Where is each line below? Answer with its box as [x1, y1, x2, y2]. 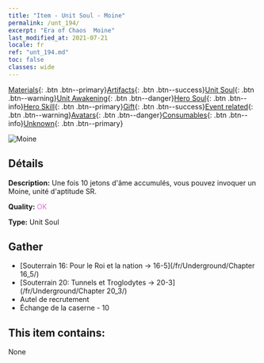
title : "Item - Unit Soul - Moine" [8, 11, 126, 20]
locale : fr [8, 41, 44, 49]
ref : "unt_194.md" [8, 48, 69, 56]
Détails [8, 157, 44, 170]
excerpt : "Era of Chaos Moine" [8, 26, 115, 34]
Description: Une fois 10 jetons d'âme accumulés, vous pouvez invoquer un [8, 178, 256, 187]
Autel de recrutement [19, 295, 90, 304]
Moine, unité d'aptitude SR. [8, 186, 98, 196]
